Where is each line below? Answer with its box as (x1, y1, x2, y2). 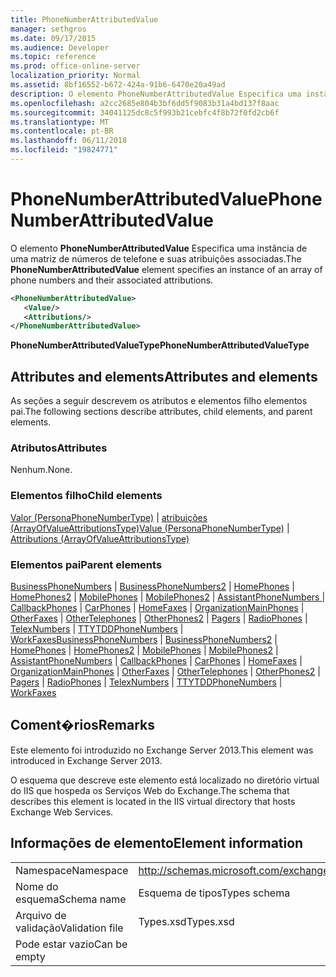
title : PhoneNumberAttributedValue (10, 14, 159, 25)
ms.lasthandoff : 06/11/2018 (10, 136, 128, 146)
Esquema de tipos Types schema (138, 886, 291, 900)
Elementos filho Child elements (10, 489, 163, 503)
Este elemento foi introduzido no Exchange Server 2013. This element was (10, 744, 314, 756)
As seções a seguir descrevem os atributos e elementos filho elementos (10, 395, 308, 407)
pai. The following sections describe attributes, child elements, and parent (10, 406, 313, 418)
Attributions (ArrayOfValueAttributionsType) (10, 532, 190, 545)
